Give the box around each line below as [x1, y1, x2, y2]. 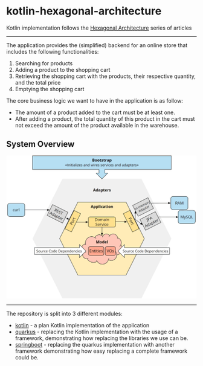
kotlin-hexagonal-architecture [6, 4, 162, 18]
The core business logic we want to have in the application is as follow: [6, 97, 183, 104]
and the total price [14, 79, 61, 86]
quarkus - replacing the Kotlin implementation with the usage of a [14, 328, 178, 336]
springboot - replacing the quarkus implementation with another [14, 341, 175, 348]
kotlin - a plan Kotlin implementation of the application [14, 322, 150, 329]
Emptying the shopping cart [14, 85, 85, 92]
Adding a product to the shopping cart [14, 66, 111, 73]
